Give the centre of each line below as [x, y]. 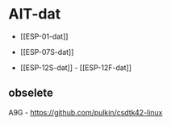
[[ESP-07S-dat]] [47, 52]
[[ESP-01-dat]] [44, 36]
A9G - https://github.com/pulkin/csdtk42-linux [85, 112]
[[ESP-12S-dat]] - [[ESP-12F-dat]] [75, 67]
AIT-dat [35, 14]
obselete [31, 93]
